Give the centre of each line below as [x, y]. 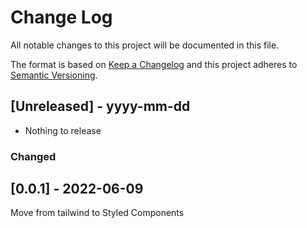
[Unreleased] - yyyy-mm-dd [100, 106]
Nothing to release [63, 130]
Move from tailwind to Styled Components [97, 213]
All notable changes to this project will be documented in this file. [145, 45]
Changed [33, 156]
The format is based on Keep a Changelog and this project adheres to [154, 64]
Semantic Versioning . [54, 75]
